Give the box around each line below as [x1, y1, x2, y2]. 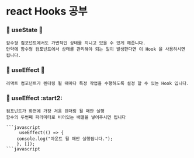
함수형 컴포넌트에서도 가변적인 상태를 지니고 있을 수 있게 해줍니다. [6, 40, 146, 46]
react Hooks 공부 [6, 5, 88, 18]
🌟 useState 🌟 [6, 26, 43, 34]
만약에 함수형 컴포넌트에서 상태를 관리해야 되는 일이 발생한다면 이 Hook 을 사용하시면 [6, 47, 186, 52]
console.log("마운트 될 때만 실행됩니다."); [16, 136, 113, 142]
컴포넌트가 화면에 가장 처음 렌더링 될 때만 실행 [6, 108, 105, 114]
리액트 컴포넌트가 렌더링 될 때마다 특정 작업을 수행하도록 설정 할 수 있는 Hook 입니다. [6, 80, 189, 86]
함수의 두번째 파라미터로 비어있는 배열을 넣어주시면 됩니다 [6, 114, 126, 121]
